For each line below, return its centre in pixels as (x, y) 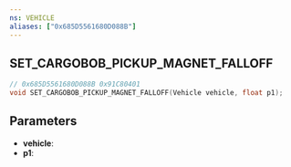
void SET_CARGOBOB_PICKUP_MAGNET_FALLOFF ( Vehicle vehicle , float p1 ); (146, 93)
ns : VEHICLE (32, 18)
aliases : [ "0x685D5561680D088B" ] (73, 26)
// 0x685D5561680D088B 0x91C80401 (75, 84)
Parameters (43, 121)
